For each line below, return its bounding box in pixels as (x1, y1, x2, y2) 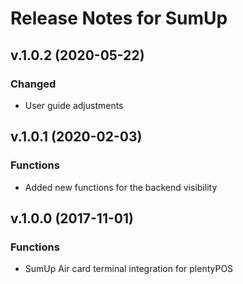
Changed (10, 77, 57, 91)
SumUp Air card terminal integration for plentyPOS (24, 263, 234, 275)
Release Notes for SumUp (10, 7, 228, 30)
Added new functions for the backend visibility (24, 181, 218, 193)
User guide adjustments (24, 99, 124, 111)
